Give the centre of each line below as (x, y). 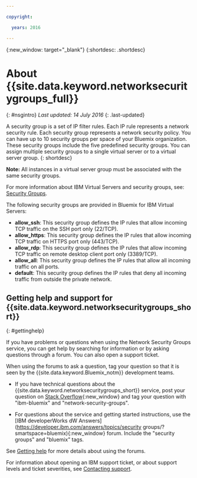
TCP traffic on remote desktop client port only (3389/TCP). (86, 254)
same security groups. (33, 176)
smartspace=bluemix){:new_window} (60, 434)
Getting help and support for (60, 298)
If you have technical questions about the (65, 384)
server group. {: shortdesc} (39, 158)
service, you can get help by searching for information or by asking (88, 349)
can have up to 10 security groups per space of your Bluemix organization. (97, 139)
